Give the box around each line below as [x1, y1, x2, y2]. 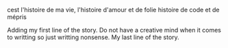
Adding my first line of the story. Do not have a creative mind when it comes [7, 26, 221, 34]
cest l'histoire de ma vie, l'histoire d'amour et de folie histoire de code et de [7, 6, 220, 14]
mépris [7, 13, 27, 21]
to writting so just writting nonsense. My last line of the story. [7, 33, 179, 41]
